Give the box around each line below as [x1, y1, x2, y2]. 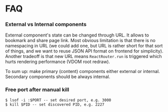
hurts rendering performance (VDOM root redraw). [5, 58, 110, 65]
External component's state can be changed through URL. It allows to [5, 32, 149, 38]
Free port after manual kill [5, 86, 69, 93]
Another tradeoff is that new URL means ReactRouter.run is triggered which [5, 53, 162, 59]
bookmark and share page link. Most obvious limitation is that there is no [5, 37, 156, 43]
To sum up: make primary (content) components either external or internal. [5, 68, 160, 74]
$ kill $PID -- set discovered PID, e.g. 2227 [5, 102, 105, 107]
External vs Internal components [5, 21, 87, 28]
